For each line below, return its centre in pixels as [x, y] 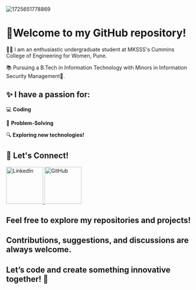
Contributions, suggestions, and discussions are [97, 241]
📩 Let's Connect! [37, 156]
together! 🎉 [27, 279]
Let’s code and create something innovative [88, 270]
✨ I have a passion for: [48, 95]
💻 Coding [19, 109]
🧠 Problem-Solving [30, 123]
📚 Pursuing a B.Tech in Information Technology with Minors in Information [97, 67]
